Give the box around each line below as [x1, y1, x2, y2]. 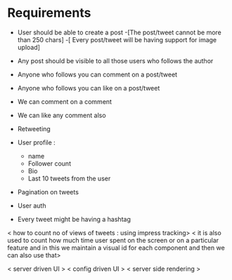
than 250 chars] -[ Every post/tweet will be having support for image [17, 35, 217, 44]
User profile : [17, 138, 56, 147]
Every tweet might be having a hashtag [17, 215, 131, 223]
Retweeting [17, 124, 51, 133]
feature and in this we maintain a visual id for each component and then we [7, 244, 225, 252]
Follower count [27, 159, 72, 168]
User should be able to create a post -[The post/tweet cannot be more [17, 28, 221, 36]
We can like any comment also [17, 111, 107, 119]
